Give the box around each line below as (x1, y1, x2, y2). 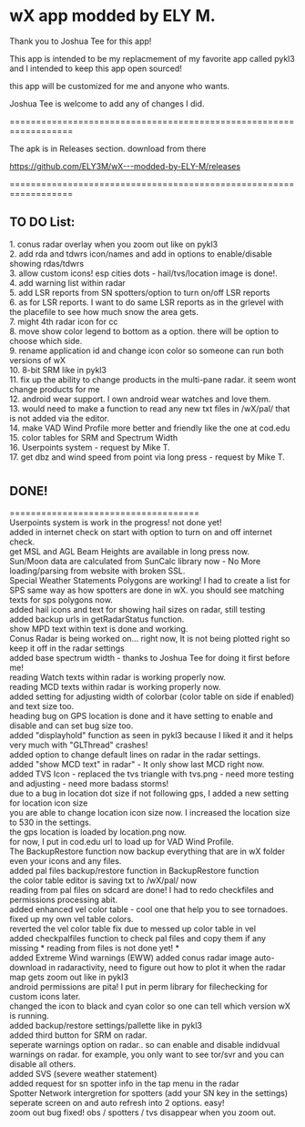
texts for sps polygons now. (9, 594, 114, 605)
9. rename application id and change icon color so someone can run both (9, 345, 284, 356)
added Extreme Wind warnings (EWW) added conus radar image (9, 952, 253, 963)
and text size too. (9, 701, 75, 712)
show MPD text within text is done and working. (9, 624, 188, 635)
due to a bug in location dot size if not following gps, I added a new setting (9, 788, 290, 799)
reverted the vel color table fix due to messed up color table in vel (9, 923, 257, 934)
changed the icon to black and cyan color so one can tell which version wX (9, 1000, 291, 1011)
